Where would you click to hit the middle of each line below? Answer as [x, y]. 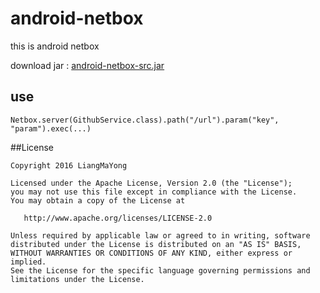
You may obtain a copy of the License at [98, 200]
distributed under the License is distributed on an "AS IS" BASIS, [156, 244]
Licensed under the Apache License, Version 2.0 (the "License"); [151, 183]
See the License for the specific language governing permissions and [160, 270]
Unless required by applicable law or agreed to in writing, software [160, 235]
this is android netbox [55, 46]
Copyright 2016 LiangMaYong [69, 165]
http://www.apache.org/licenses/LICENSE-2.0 [118, 218]
